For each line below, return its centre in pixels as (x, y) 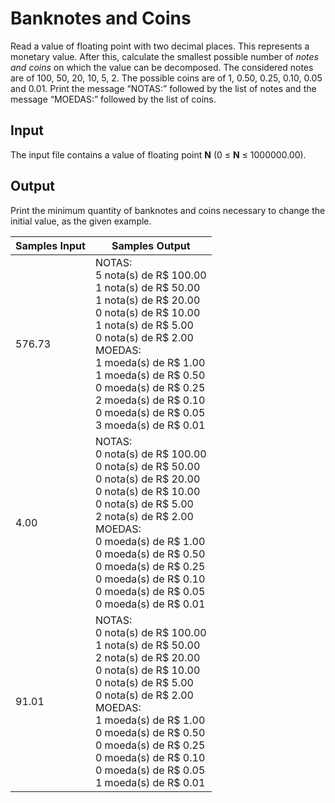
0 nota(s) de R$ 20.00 (147, 479)
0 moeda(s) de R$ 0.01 (150, 604)
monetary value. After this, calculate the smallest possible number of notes (164, 56)
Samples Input (50, 245)
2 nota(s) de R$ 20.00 (147, 657)
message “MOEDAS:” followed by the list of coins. (113, 99)
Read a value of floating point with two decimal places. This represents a (160, 46)
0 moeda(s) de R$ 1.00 (150, 541)
